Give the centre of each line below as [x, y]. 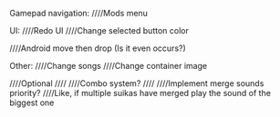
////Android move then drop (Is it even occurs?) [98, 48]
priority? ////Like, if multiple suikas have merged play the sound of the [140, 93]
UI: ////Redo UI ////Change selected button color [99, 30]
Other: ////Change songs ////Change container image [109, 66]
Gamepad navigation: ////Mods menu [79, 13]
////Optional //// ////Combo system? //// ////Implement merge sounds [137, 83]
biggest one [32, 102]
